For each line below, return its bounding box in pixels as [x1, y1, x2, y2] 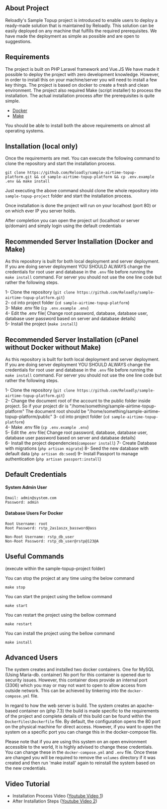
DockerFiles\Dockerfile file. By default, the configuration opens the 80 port [5, 718, 161, 724]
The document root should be [25, 408, 86, 414]
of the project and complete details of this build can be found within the [5, 713, 152, 719]
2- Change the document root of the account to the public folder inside [5, 398, 151, 404]
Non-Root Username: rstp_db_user [5, 534, 75, 539]
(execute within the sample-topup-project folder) [5, 565, 105, 571]
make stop [5, 585, 26, 590]
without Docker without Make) [5, 343, 101, 352]
